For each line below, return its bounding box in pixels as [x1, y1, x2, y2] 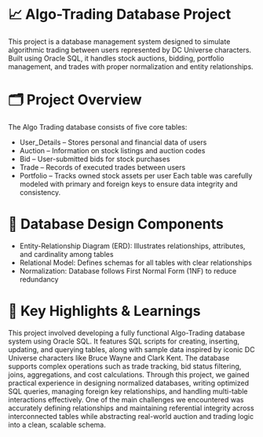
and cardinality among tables [19, 249, 114, 259]
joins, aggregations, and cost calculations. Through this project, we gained [8, 369, 250, 379]
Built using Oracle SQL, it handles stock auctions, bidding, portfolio [8, 53, 225, 63]
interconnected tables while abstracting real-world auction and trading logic [8, 411, 254, 420]
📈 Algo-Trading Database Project [8, 6, 232, 24]
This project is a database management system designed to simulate [8, 36, 231, 46]
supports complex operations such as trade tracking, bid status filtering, [8, 362, 242, 371]
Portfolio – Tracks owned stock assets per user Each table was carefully [19, 171, 253, 180]
